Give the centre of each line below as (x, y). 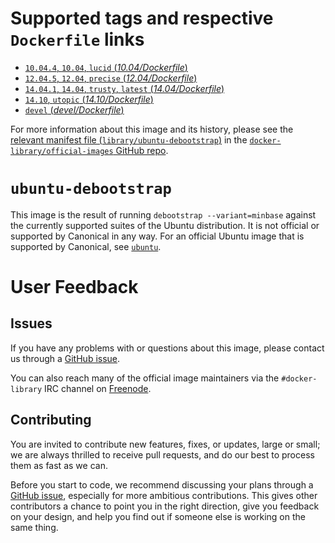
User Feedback (74, 287)
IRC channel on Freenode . (98, 388)
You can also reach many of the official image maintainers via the (145, 378)
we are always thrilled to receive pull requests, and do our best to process (162, 454)
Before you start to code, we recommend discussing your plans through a (162, 484)
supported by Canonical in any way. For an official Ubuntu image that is (157, 236)
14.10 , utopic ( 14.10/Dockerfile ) (89, 99)
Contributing (51, 420)
